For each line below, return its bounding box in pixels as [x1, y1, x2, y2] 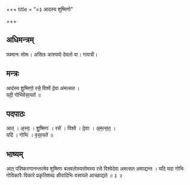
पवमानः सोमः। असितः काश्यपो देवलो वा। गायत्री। [6, 51, 98, 58]
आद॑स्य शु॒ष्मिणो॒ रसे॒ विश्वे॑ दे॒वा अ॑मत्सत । [6, 84, 80, 92]
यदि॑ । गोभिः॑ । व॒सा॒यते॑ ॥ [6, 132, 54, 139]
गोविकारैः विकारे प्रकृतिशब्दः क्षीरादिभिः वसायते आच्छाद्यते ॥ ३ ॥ [6, 172, 122, 179]
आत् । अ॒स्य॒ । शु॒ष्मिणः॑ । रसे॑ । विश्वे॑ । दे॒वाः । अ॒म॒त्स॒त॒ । [6, 125, 117, 132]
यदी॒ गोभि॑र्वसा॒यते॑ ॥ [6, 91, 41, 98]
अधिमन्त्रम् [6, 35, 34, 45]
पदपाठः [6, 109, 26, 119]
